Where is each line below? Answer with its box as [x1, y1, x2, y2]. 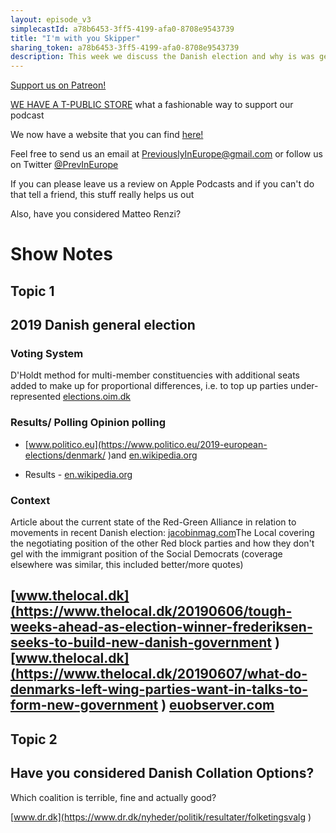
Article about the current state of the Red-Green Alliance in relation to [10, 516, 297, 528]
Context [10, 493, 51, 507]
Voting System [10, 347, 84, 361]
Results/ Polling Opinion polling [10, 416, 166, 430]
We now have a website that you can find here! [10, 129, 204, 141]
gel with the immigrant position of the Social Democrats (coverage [10, 547, 283, 560]
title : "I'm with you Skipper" [10, 33, 141, 43]
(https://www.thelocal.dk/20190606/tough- [10, 603, 293, 620]
